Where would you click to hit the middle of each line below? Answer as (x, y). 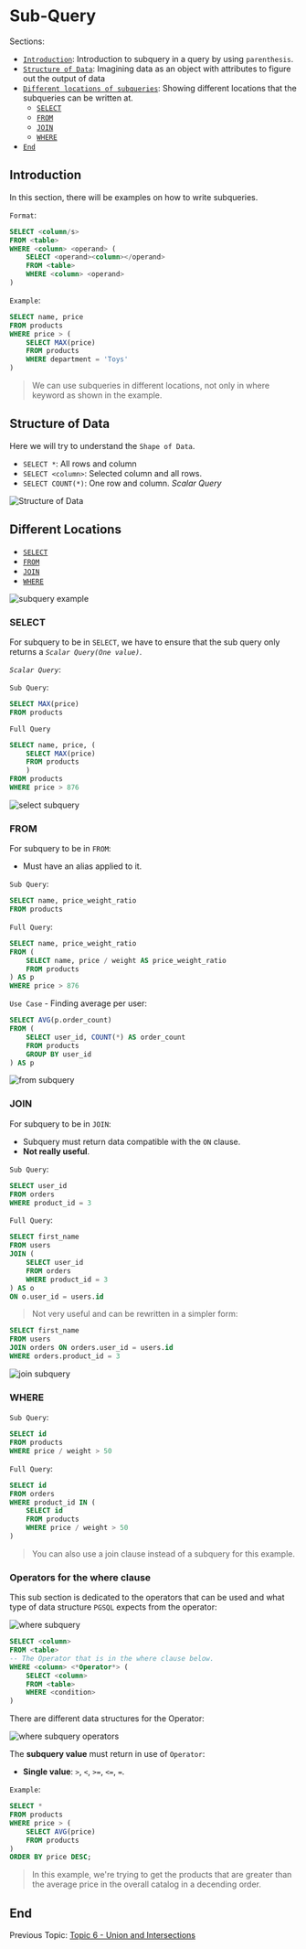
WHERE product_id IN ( (53, 1502)
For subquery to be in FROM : (60, 849)
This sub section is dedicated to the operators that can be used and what (147, 1598)
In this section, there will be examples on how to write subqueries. (134, 197)
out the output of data (64, 78)
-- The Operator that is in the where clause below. (112, 1658)
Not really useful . (56, 1151)
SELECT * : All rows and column (79, 464)
